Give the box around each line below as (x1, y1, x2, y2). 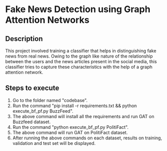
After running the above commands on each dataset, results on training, (12, 135, 162, 141)
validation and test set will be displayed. (12, 140, 96, 146)
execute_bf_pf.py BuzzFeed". (12, 108, 74, 114)
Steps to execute (5, 84, 60, 92)
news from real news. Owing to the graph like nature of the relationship (5, 53, 153, 59)
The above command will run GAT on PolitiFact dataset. (12, 129, 128, 135)
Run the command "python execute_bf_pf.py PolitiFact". (12, 124, 129, 130)
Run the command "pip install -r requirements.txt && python (12, 103, 137, 109)
